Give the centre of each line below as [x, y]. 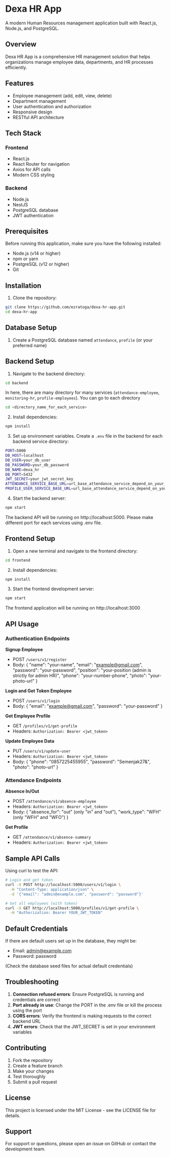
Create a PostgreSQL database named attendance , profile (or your [82, 340]
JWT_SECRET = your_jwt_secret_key [39, 479]
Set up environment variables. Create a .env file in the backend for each [88, 436]
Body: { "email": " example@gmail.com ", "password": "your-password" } [88, 706]
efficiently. [16, 67]
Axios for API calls [32, 170]
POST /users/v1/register [40, 659]
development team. [25, 1149]
